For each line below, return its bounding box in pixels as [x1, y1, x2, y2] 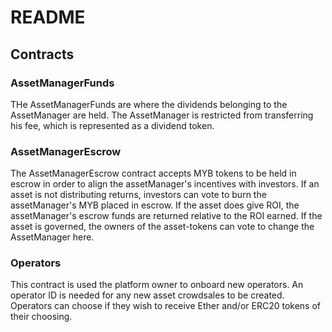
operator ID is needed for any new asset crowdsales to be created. [10, 289, 285, 301]
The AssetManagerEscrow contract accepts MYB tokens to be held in [10, 167, 297, 180]
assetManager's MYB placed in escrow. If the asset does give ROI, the [10, 199, 300, 211]
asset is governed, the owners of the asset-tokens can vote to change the [10, 221, 315, 233]
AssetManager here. [10, 231, 95, 243]
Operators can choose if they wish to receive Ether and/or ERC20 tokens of [10, 300, 322, 312]
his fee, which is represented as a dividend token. [10, 119, 215, 131]
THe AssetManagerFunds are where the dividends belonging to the [10, 98, 288, 110]
